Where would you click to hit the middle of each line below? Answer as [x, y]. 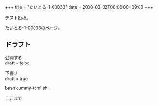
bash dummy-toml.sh [26, 88]
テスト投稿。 [18, 18]
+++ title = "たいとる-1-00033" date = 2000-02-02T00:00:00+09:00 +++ [79, 7]
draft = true [17, 78]
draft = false [17, 63]
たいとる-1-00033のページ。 [34, 28]
